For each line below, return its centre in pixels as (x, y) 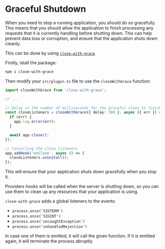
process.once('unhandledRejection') (50, 227)
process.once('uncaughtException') (49, 222)
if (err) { (21, 117)
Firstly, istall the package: (31, 62)
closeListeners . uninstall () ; (39, 158)
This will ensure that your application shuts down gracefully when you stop (81, 172)
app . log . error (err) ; (35, 122)
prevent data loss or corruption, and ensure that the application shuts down (82, 38)
